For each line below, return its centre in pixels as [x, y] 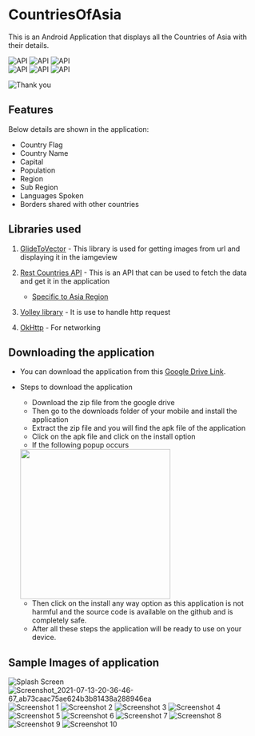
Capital [32, 161]
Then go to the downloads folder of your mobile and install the [134, 411]
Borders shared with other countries [80, 204]
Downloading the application [82, 352]
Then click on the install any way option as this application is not [137, 603]
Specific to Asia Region [70, 296]
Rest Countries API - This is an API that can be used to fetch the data [133, 273]
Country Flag [41, 145]
